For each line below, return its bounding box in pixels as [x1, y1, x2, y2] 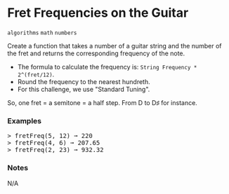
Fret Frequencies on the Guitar [7, 5, 189, 21]
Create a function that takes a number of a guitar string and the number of [7, 41, 223, 50]
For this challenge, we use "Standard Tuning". [17, 85, 150, 93]
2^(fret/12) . [17, 70, 55, 78]
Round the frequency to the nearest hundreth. [17, 77, 150, 85]
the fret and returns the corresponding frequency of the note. [7, 49, 185, 57]
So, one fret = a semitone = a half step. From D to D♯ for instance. [7, 98, 198, 106]
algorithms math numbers [7, 29, 77, 36]
